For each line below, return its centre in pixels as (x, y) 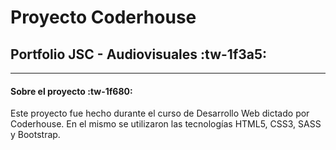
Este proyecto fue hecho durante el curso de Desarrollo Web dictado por (160, 113)
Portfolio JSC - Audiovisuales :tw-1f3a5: (139, 54)
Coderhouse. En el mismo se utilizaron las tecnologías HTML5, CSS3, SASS (166, 124)
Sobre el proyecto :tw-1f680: (71, 91)
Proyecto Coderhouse (103, 17)
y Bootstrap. (35, 135)
